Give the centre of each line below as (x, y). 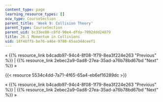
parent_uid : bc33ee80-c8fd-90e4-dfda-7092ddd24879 (58, 32)
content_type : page (25, 10)
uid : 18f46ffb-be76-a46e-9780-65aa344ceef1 (50, 41)
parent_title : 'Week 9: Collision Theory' (49, 23)
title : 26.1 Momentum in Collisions (42, 37)
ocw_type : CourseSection (30, 19)
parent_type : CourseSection (34, 28)
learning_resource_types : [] (35, 14)
